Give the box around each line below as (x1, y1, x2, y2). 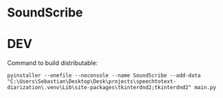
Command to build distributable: (7, 59, 98, 67)
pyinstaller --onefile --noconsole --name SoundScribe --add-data (7, 72, 201, 79)
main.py (194, 84, 216, 91)
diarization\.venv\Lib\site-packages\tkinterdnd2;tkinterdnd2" (7, 84, 192, 91)
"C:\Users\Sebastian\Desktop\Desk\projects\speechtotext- (7, 78, 176, 85)
